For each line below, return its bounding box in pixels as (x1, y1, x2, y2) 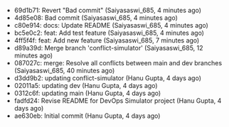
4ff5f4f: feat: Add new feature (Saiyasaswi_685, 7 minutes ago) (14, 36, 200, 45)
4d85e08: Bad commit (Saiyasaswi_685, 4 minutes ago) (14, 13, 178, 22)
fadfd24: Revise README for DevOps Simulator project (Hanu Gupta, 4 (14, 96, 222, 105)
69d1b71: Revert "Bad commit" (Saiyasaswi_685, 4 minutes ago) (14, 6, 201, 14)
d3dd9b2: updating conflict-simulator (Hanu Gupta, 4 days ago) (14, 74, 201, 82)
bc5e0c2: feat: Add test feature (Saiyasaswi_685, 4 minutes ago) (14, 28, 205, 37)
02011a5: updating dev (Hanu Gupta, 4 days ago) (14, 82, 158, 89)
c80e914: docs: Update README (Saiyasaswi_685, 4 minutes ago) (14, 21, 208, 29)
